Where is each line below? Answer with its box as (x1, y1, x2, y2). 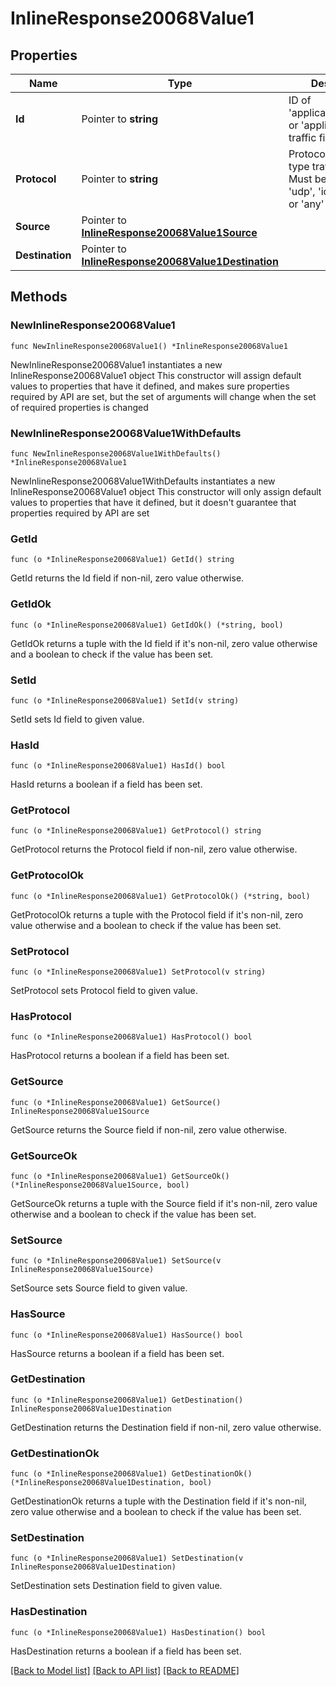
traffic (288, 131, 317, 144)
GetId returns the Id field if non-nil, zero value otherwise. (10, 572, 245, 584)
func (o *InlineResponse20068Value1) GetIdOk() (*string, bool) (10, 620, 284, 630)
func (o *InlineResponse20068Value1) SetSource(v (10, 1256, 222, 1266)
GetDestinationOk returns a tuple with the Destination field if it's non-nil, (10, 1495, 307, 1507)
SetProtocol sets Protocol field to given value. (10, 985, 198, 997)
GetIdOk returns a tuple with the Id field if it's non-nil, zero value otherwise (10, 637, 318, 649)
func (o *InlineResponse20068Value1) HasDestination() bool (10, 1627, 267, 1637)
